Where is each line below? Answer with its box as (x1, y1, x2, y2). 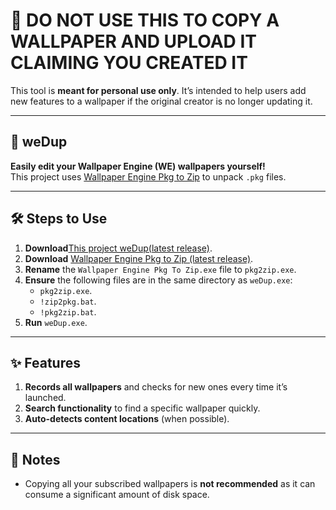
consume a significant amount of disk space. (24, 489, 210, 501)
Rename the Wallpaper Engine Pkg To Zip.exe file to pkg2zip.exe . (24, 263, 297, 275)
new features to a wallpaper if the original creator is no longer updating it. (10, 95, 313, 107)
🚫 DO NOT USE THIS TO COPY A (10, 9, 280, 32)
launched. (24, 392, 67, 404)
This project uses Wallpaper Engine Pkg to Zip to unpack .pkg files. (10, 170, 287, 183)
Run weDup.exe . (24, 316, 88, 328)
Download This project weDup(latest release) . (24, 242, 213, 254)
